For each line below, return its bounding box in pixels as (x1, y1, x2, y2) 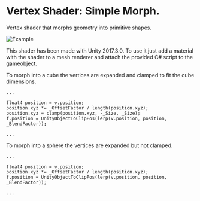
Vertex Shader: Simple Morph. (6, 4, 160, 18)
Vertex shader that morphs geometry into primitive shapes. (6, 24, 151, 31)
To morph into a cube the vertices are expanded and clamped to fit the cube (6, 71, 195, 78)
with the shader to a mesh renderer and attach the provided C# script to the (6, 53, 193, 60)
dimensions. (6, 78, 37, 85)
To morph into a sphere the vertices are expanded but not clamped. (6, 142, 173, 149)
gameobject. (6, 60, 38, 67)
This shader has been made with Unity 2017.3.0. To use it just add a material (6, 47, 193, 54)
